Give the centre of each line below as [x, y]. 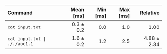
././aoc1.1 [20, 44]
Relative [150, 13]
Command [20, 13]
